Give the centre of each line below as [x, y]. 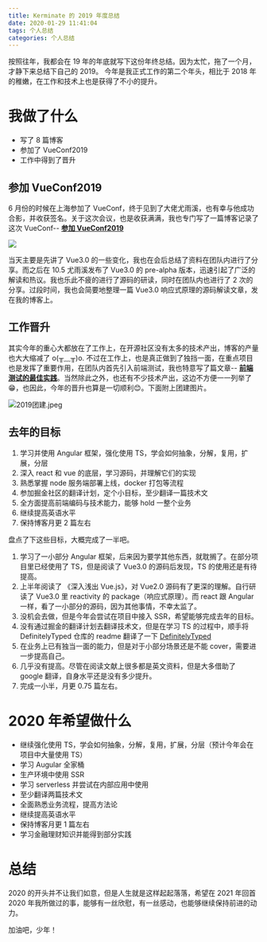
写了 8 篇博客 [41, 140]
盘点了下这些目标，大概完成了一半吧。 [71, 539]
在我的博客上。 [33, 300]
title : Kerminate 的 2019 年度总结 [64, 16]
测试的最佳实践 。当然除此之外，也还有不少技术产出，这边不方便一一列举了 [130, 377]
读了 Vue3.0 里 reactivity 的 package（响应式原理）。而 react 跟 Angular [137, 596]
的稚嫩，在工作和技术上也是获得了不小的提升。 [85, 81]
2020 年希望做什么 [70, 721]
